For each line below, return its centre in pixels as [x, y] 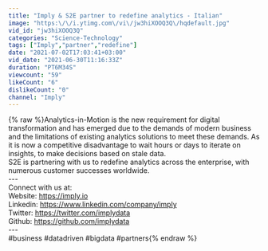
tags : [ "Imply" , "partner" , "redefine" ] [73, 45]
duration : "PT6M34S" [43, 68]
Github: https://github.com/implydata [69, 222]
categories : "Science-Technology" [66, 38]
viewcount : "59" [35, 75]
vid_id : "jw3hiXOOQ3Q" [46, 30]
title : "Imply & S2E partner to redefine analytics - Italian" [116, 16]
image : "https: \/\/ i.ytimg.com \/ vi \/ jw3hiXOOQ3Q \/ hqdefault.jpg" [119, 23]
